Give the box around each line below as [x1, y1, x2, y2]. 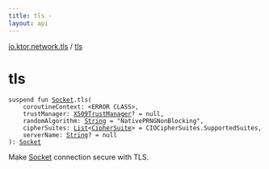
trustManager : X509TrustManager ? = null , [23, 110, 164, 118]
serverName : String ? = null [23, 131, 117, 139]
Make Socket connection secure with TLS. [8, 152, 149, 162]
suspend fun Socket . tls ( [8, 96, 92, 105]
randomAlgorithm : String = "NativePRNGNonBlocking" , [23, 117, 204, 126]
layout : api [8, 19, 48, 27]
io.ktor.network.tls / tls [8, 41, 83, 51]
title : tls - [8, 11, 53, 20]
